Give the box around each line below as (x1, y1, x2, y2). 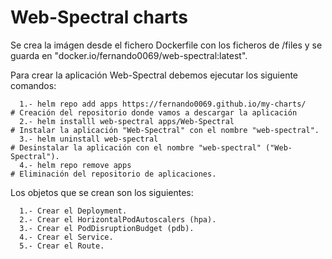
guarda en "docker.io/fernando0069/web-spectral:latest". (10, 49, 248, 61)
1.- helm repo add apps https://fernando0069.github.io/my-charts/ (19, 99, 307, 109)
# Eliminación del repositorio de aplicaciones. (10, 169, 217, 179)
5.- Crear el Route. (19, 241, 105, 251)
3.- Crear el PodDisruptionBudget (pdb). (19, 223, 195, 233)
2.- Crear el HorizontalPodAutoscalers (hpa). (19, 214, 217, 225)
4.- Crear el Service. (19, 232, 114, 242)
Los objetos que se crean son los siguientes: (10, 186, 194, 198)
